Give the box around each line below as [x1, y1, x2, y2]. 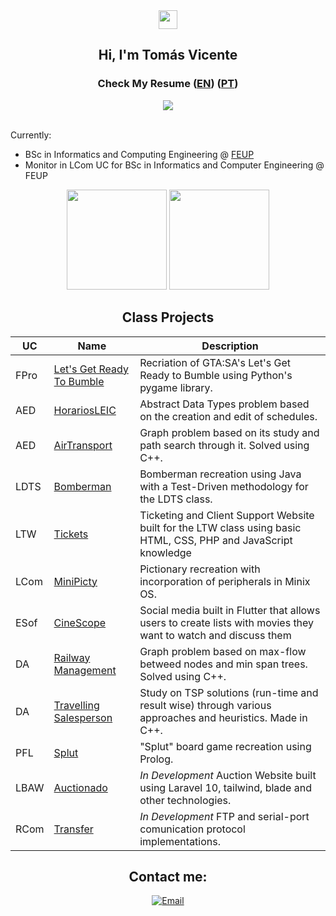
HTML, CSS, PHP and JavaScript [139, 533, 293, 547]
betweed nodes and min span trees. [139, 657, 308, 671]
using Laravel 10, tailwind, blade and [139, 780, 312, 794]
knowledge [139, 545, 192, 559]
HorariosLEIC [53, 403, 117, 417]
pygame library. [139, 380, 213, 394]
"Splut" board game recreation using [139, 739, 312, 753]
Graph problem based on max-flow [139, 644, 307, 658]
